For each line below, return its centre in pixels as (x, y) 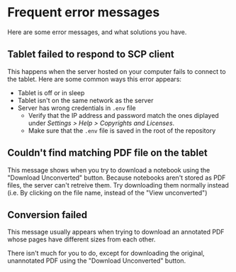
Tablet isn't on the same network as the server (85, 100)
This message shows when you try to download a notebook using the (109, 170)
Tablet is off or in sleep (51, 92)
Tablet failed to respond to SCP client (91, 54)
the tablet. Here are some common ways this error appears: (95, 79)
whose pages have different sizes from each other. (82, 239)
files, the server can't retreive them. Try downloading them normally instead (118, 185)
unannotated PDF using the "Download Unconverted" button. (97, 261)
